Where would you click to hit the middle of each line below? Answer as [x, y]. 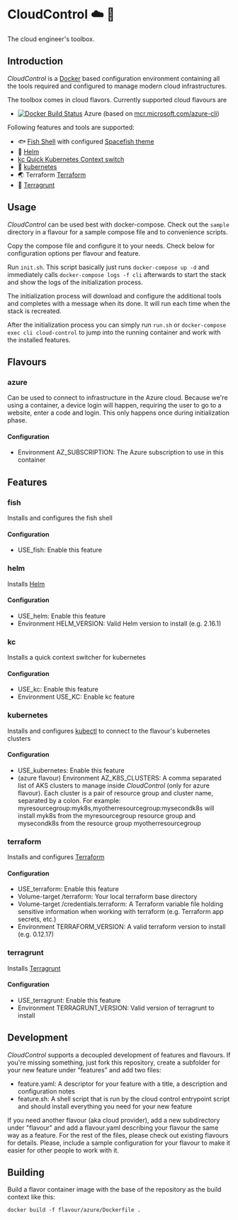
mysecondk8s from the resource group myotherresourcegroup [109, 823]
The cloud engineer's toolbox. [51, 39]
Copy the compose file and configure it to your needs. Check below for [111, 246]
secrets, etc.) [37, 919]
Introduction [35, 61]
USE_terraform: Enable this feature [68, 889]
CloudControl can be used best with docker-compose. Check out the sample [118, 224]
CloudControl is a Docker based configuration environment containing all [114, 78]
